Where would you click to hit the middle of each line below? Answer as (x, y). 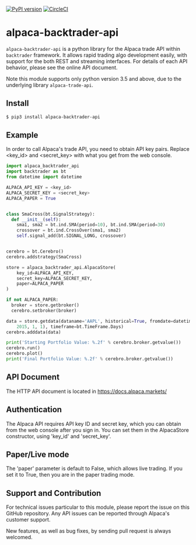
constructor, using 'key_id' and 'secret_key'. (59, 436)
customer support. (28, 520)
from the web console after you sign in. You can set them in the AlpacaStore (98, 430)
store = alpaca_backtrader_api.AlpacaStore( (61, 267)
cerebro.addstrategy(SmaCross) (44, 257)
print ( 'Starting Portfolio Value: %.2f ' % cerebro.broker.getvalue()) (94, 343)
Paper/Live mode (38, 454)
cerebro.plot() (24, 354)
